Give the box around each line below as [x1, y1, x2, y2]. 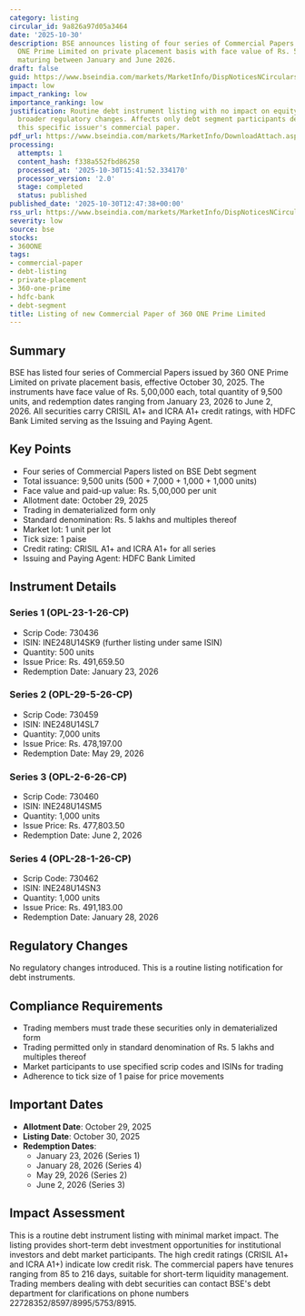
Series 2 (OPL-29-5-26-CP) [9, 688, 133, 701]
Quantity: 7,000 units [22, 728, 101, 739]
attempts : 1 [17, 148, 64, 157]
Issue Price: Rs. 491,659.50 [22, 656, 125, 667]
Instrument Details [9, 579, 117, 595]
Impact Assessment [9, 1206, 125, 1221]
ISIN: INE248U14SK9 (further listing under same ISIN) [22, 637, 223, 648]
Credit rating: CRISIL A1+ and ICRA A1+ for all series [22, 543, 216, 554]
